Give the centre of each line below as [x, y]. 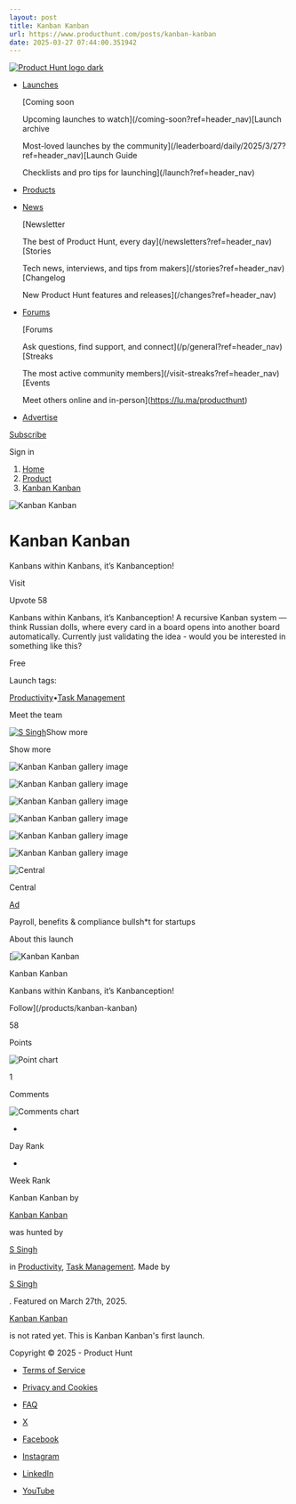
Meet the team [36, 715]
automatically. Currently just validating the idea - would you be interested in [148, 636]
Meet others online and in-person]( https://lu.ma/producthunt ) [135, 400]
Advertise [40, 417]
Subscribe [28, 435]
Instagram [40, 1457]
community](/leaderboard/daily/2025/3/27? [206, 146]
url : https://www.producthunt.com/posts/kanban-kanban [113, 34]
